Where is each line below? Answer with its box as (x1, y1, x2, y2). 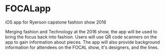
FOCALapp (5, 3, 51, 14)
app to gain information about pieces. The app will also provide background (5, 39, 160, 45)
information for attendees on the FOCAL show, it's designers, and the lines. (5, 44, 159, 50)
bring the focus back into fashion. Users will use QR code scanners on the (5, 34, 157, 40)
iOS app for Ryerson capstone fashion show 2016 (5, 19, 106, 25)
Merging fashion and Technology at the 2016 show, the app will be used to (5, 28, 158, 34)
